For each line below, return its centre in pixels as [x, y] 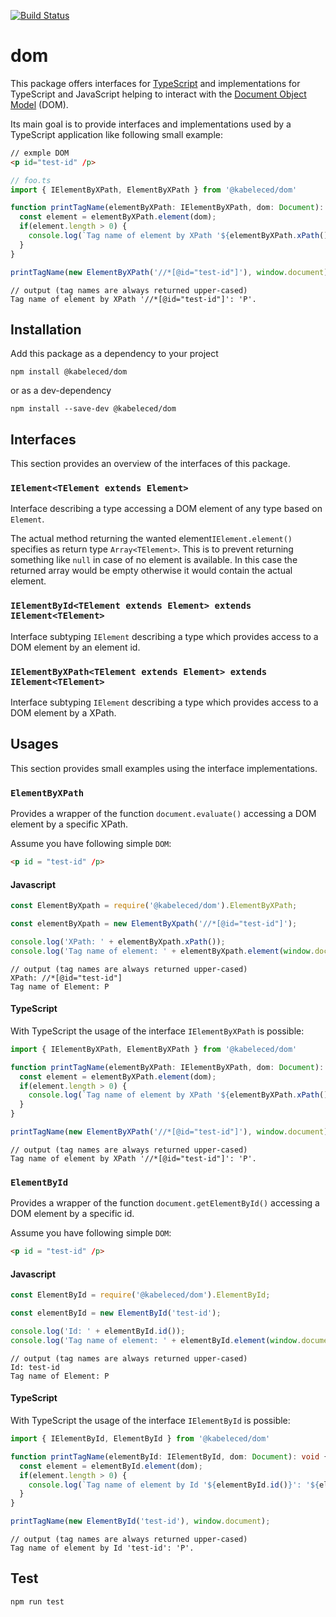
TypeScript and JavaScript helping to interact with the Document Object [158, 94]
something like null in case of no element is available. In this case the [154, 560]
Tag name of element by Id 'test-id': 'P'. [102, 1548]
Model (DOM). [39, 104]
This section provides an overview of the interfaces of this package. [150, 464]
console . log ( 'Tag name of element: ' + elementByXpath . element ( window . [162, 951]
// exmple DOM [40, 153]
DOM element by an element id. [75, 647]
